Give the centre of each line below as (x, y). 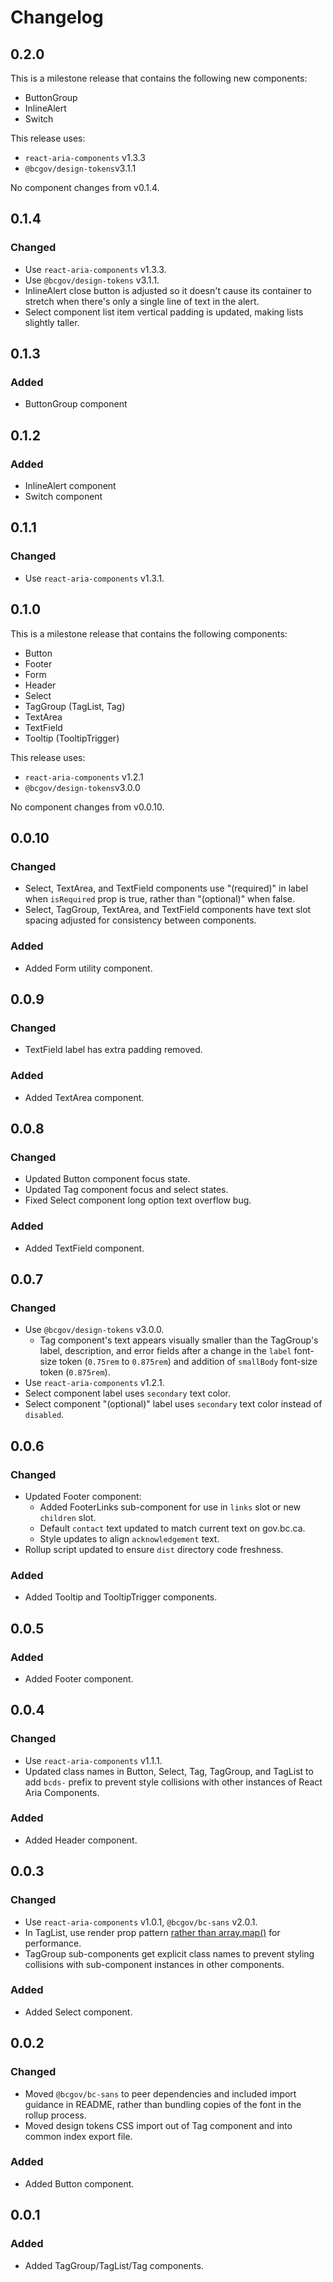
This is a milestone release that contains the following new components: (159, 78)
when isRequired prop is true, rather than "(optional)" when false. (160, 899)
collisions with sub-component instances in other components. (154, 1964)
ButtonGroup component (76, 404)
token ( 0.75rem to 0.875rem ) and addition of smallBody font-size (188, 1362)
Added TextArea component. (84, 1097)
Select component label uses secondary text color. (128, 1393)
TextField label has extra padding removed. (113, 1050)
